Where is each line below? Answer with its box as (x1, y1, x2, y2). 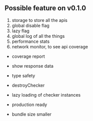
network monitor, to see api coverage (11, 43, 89, 49)
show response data (11, 63, 54, 69)
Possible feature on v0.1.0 (4, 4, 86, 12)
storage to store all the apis (11, 17, 68, 23)
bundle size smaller (11, 111, 52, 117)
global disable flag (11, 22, 50, 28)
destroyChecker (11, 82, 45, 88)
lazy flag (11, 27, 30, 34)
